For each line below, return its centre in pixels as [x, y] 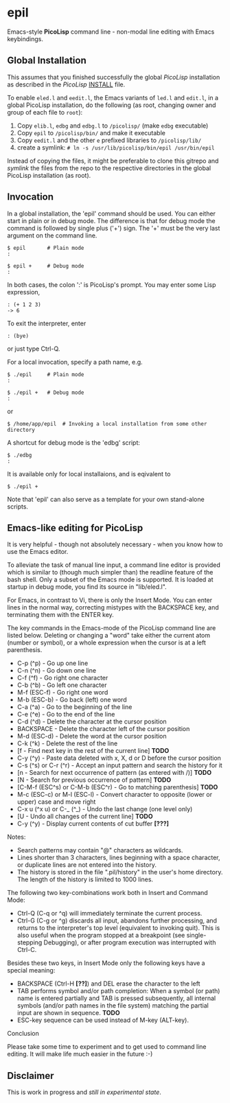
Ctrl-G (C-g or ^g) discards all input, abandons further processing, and [117, 920]
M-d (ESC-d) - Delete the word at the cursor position [92, 736]
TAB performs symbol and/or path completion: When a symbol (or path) [118, 991]
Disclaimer [31, 1076]
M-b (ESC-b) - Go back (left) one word [72, 700]
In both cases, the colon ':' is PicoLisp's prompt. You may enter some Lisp [112, 285]
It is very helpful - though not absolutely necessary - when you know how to [115, 544]
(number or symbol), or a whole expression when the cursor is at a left [106, 642]
